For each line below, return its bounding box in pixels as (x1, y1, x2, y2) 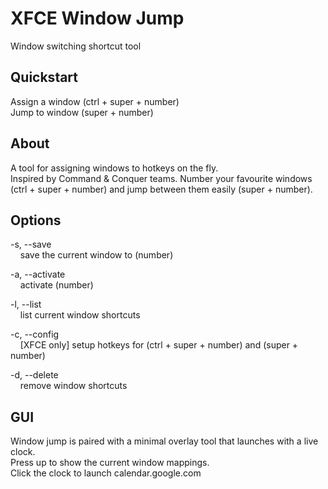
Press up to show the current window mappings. (10, 457, 210, 469)
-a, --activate (10, 268, 66, 281)
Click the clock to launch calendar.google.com (10, 467, 202, 479)
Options (10, 212, 62, 229)
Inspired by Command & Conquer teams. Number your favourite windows (10, 172, 313, 184)
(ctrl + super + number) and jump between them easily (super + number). (10, 183, 313, 195)
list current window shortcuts (19, 309, 141, 321)
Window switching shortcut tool (10, 40, 142, 52)
